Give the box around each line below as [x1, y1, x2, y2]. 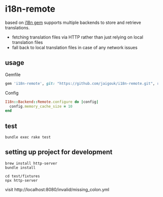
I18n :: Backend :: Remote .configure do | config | [5, 99, 98, 104]
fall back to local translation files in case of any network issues [12, 44, 138, 50]
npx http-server [5, 178, 38, 183]
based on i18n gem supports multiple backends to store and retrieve [5, 20, 142, 25]
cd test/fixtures [5, 174, 40, 178]
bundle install [5, 165, 36, 170]
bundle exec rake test [5, 135, 51, 140]
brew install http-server [5, 161, 57, 166]
